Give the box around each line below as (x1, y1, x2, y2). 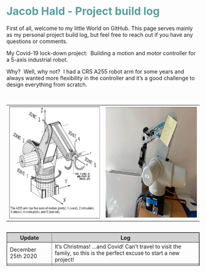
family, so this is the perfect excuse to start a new (55, 249, 180, 257)
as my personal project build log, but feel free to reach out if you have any (6, 31, 193, 38)
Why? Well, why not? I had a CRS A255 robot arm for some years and (6, 67, 185, 75)
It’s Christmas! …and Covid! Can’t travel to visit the (55, 243, 182, 250)
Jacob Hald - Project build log (6, 4, 160, 18)
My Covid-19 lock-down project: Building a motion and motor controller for (6, 49, 196, 56)
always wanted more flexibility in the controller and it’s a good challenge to (6, 74, 195, 81)
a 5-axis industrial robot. (6, 56, 69, 63)
